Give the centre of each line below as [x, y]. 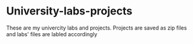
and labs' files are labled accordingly [52, 34]
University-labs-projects [69, 11]
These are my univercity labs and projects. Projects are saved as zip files [97, 28]
